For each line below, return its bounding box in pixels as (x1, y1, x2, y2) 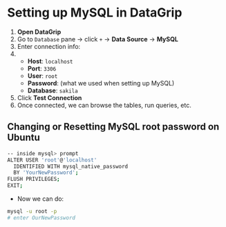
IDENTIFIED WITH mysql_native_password (13, 163, 129, 170)
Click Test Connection (17, 93, 82, 101)
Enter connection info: (17, 42, 81, 50)
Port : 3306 (27, 64, 57, 72)
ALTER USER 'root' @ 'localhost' (7, 157, 97, 164)
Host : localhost (27, 57, 74, 65)
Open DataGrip (17, 28, 62, 36)
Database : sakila (27, 86, 78, 95)
